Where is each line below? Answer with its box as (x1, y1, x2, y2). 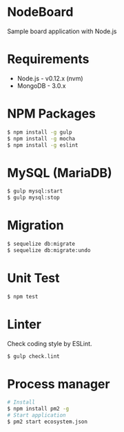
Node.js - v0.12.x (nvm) (17, 74, 84, 82)
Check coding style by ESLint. (7, 339, 92, 348)
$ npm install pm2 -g (7, 406, 70, 413)
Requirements (7, 51, 90, 67)
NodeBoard (7, 4, 74, 20)
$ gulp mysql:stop (7, 195, 60, 201)
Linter (7, 316, 41, 332)
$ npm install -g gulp (7, 129, 72, 136)
